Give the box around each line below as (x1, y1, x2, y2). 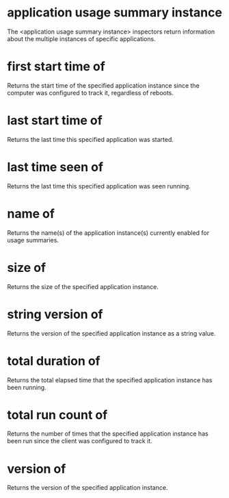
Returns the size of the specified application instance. (7, 282, 159, 290)
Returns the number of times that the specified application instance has (7, 429, 208, 438)
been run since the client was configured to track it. (7, 437, 152, 445)
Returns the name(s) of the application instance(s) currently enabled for (7, 228, 210, 237)
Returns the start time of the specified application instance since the (7, 81, 200, 90)
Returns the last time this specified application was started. (7, 135, 174, 143)
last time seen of (7, 160, 104, 175)
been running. (7, 383, 46, 391)
